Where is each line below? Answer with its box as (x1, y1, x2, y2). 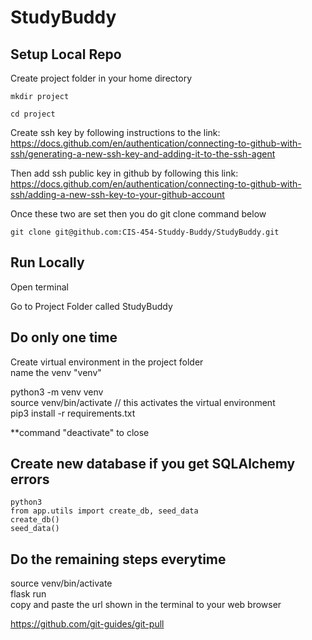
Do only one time (10, 329, 118, 346)
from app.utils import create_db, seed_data (10, 506, 199, 516)
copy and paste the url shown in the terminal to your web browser (10, 599, 282, 611)
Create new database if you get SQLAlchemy (10, 456, 296, 473)
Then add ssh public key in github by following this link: (10, 167, 239, 179)
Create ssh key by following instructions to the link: (10, 127, 221, 138)
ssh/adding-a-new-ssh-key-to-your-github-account (10, 189, 225, 200)
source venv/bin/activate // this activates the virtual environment (10, 396, 276, 408)
